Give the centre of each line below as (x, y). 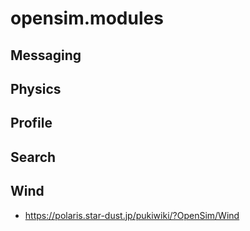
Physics (36, 88)
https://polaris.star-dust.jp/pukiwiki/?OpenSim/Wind (132, 215)
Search (33, 157)
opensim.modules (87, 18)
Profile (31, 123)
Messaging (46, 55)
